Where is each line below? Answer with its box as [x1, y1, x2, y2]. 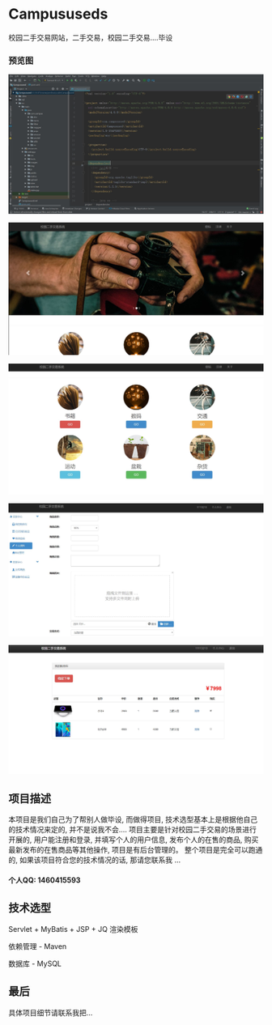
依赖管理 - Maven [8, 941, 67, 951]
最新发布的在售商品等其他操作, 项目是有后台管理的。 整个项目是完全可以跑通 [8, 845, 263, 855]
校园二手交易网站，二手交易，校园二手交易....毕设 [8, 32, 173, 42]
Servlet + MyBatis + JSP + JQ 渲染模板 [8, 924, 138, 934]
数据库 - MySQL [8, 959, 62, 968]
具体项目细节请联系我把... [8, 1007, 93, 1017]
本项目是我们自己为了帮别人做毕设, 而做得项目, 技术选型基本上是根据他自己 [8, 814, 257, 824]
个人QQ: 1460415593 [8, 875, 81, 885]
